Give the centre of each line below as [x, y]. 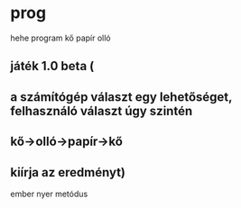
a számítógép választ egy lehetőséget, [121, 97]
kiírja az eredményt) [68, 172]
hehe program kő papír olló [60, 38]
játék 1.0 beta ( [52, 66]
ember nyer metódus [49, 194]
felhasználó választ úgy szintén [102, 111]
